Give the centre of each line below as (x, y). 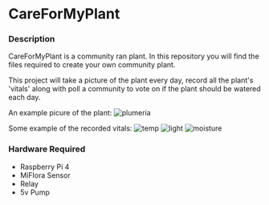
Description (32, 39)
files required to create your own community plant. (92, 65)
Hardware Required (47, 149)
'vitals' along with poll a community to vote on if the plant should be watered (134, 89)
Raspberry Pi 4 (45, 167)
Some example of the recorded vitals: (70, 128)
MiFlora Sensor (45, 175)
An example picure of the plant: (60, 113)
